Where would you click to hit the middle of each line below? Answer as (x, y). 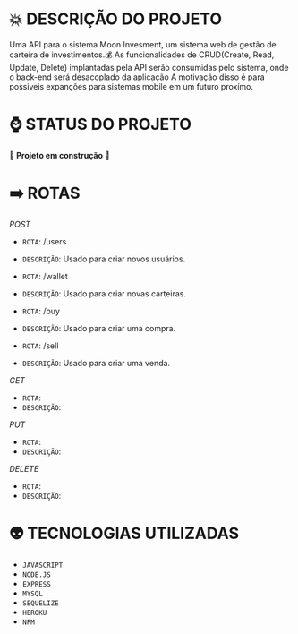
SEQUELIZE (41, 603)
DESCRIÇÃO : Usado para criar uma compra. (99, 328)
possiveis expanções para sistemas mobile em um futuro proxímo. (131, 86)
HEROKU (34, 613)
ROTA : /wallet (45, 276)
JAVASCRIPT (43, 565)
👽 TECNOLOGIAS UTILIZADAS (124, 534)
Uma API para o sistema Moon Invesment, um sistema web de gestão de (143, 44)
